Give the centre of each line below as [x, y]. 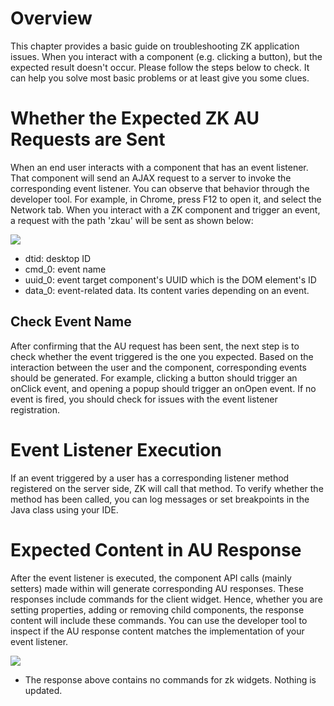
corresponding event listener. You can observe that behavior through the [160, 188]
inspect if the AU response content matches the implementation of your [157, 631]
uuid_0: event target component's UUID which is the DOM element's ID [170, 279]
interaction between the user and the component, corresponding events [158, 367]
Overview [51, 18]
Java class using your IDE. [64, 509]
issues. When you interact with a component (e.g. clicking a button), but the [166, 56]
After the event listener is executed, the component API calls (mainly [151, 578]
